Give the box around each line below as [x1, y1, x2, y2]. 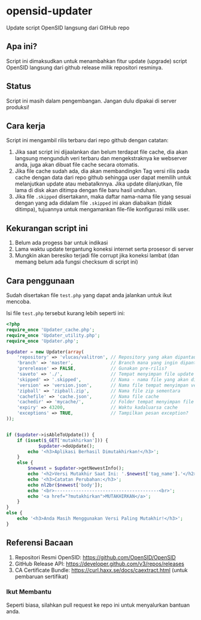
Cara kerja [6, 121, 46, 131]
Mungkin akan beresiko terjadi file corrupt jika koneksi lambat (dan [14, 252, 179, 259]
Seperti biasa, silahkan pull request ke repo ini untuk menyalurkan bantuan [6, 601, 190, 609]
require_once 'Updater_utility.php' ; [6, 332, 100, 339]
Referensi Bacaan [6, 538, 74, 548]
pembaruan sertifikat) [14, 573, 69, 580]
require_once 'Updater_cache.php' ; [6, 327, 95, 333]
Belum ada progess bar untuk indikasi [14, 239, 108, 247]
